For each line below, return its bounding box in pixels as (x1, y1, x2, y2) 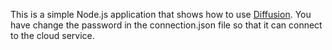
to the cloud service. (10, 30, 95, 41)
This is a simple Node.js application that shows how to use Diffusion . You (10, 9, 312, 20)
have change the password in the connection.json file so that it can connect (10, 19, 323, 31)
